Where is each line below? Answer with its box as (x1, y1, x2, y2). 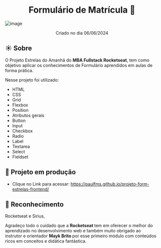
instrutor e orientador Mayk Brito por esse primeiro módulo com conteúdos (5, 233, 157, 239)
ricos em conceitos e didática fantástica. (5, 238, 87, 244)
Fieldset (12, 154, 28, 160)
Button (12, 117, 26, 124)
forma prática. (5, 67, 34, 73)
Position (12, 107, 29, 113)
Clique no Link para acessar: (12, 181, 70, 187)
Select (12, 148, 25, 154)
